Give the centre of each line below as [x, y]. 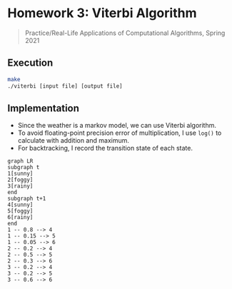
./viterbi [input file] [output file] [65, 86]
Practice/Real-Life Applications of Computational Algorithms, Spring [125, 33]
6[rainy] [20, 218]
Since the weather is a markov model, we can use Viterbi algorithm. [117, 126]
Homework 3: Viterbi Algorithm [102, 13]
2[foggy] [20, 180]
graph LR [20, 161]
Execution [30, 63]
